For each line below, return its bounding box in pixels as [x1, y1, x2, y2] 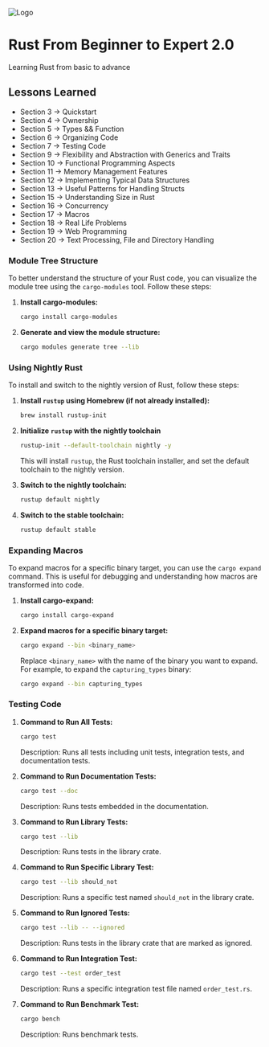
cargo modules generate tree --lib [19, 342, 140, 351]
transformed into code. [8, 579, 84, 590]
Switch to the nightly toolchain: [19, 480, 127, 489]
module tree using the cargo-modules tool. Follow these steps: [8, 282, 212, 292]
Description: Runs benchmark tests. [19, 1029, 139, 1039]
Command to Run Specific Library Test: [19, 862, 154, 872]
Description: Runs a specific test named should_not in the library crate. [19, 893, 255, 902]
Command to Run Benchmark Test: [19, 1000, 139, 1009]
